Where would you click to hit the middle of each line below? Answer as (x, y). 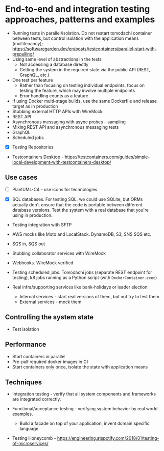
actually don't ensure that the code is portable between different (77, 204)
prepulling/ (23, 54)
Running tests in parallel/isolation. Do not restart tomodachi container (82, 33)
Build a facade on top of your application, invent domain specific (84, 423)
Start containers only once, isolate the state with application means (80, 366)
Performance (26, 345)
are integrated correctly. (36, 399)
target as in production (35, 106)
